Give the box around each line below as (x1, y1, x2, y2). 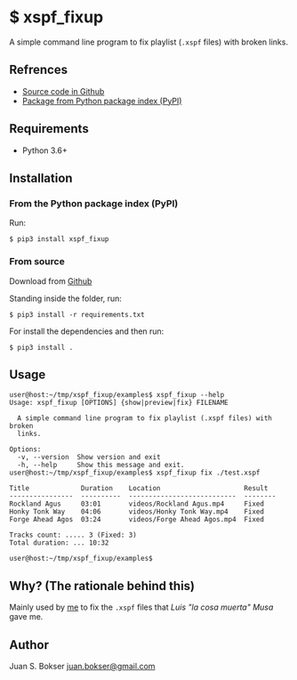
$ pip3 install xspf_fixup (9, 235, 109, 244)
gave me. (9, 611, 44, 622)
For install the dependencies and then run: (9, 326, 165, 336)
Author (9, 637, 49, 652)
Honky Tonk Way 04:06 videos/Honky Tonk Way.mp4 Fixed (9, 507, 265, 516)
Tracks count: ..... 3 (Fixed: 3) (9, 530, 138, 540)
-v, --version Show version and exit (17, 453, 162, 462)
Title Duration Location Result (9, 484, 269, 493)
